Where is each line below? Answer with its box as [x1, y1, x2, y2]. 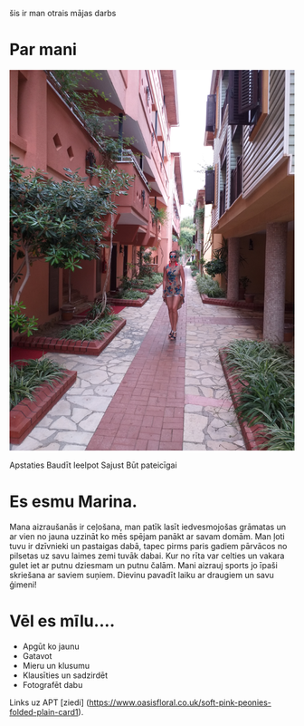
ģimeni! [9, 579, 38, 590]
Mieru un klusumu [22, 661, 90, 672]
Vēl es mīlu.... [9, 611, 116, 632]
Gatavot [22, 651, 52, 662]
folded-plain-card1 [9, 707, 79, 718]
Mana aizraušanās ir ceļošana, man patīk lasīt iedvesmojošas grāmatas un [9, 521, 287, 533]
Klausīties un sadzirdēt [22, 670, 109, 681]
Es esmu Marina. [9, 491, 138, 512]
